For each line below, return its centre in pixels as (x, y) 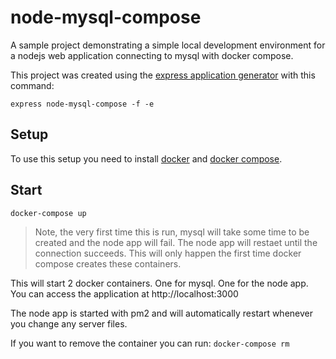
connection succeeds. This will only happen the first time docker (168, 253)
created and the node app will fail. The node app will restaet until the (176, 242)
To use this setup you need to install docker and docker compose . (146, 158)
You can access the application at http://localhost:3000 (124, 293)
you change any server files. (69, 323)
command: (32, 85)
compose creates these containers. (108, 263)
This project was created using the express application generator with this (163, 75)
